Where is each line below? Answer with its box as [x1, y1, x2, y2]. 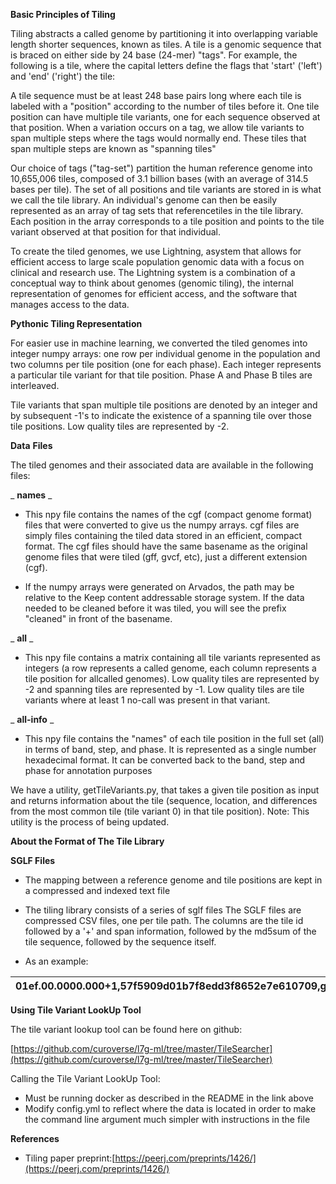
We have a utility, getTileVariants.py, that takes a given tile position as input [10, 784, 320, 796]
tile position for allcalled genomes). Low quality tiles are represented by [24, 673, 320, 684]
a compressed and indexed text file [24, 885, 171, 896]
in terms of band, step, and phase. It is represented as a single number [24, 744, 317, 755]
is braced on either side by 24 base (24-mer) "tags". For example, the [10, 49, 298, 61]
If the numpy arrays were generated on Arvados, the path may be [24, 581, 295, 593]
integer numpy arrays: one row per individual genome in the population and [10, 348, 321, 359]
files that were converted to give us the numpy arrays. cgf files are [24, 519, 300, 531]
